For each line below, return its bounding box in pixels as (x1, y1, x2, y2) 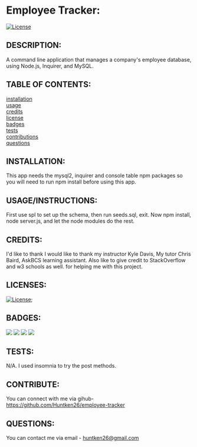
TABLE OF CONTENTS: (6, 79, 91, 89)
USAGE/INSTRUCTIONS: (6, 195, 98, 205)
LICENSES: (6, 280, 47, 290)
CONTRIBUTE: (6, 380, 60, 390)
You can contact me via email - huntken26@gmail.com (6, 435, 139, 442)
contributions (6, 133, 38, 140)
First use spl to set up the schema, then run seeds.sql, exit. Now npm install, (6, 211, 192, 218)
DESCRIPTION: (6, 40, 62, 50)
